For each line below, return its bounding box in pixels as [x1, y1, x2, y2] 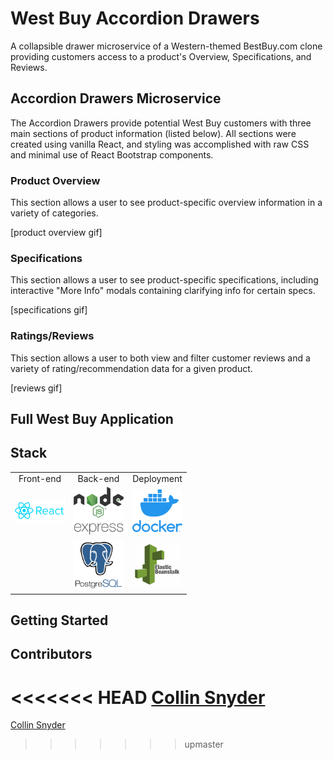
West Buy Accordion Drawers [10, 7, 260, 30]
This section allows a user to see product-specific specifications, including [10, 274, 319, 286]
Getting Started [10, 612, 109, 629]
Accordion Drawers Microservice [10, 90, 222, 107]
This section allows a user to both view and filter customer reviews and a [10, 352, 311, 364]
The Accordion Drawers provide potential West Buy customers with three [10, 117, 312, 129]
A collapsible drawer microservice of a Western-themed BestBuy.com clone [10, 40, 323, 52]
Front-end [18, 473, 62, 485]
